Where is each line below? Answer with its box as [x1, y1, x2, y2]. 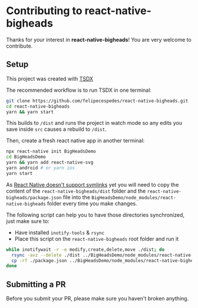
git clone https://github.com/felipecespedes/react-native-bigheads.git [6, 98, 189, 104]
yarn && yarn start [6, 109, 54, 115]
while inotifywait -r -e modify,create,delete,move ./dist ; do [6, 246, 165, 253]
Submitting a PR [6, 279, 66, 289]
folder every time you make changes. [47, 200, 137, 207]
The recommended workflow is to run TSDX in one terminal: [6, 87, 152, 94]
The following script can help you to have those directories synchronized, [6, 211, 184, 218]
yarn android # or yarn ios [6, 165, 75, 171]
